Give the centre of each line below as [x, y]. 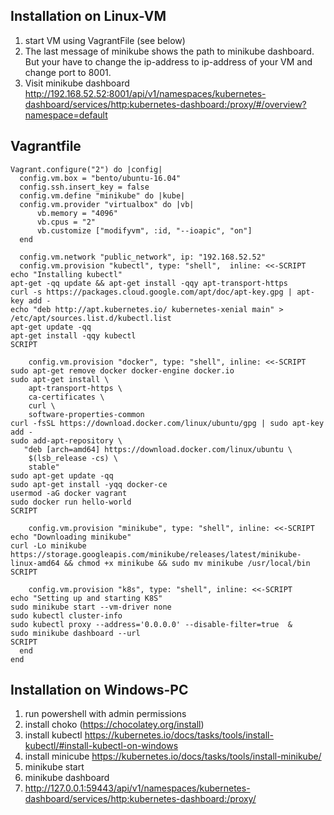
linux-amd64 [35, 563]
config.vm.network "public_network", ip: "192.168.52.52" [143, 257]
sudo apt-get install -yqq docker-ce [89, 484]
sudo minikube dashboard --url [75, 633]
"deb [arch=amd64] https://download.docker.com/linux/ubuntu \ [158, 449]
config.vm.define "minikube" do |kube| [102, 195]
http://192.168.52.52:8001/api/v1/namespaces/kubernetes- [145, 93]
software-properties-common [86, 414]
